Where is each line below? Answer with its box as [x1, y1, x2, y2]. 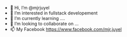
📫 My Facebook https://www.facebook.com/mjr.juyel [10, 26, 122, 32]
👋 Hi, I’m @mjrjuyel [10, 5, 50, 10]
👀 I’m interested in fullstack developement [10, 10, 98, 16]
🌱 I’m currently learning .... [10, 15, 65, 21]
